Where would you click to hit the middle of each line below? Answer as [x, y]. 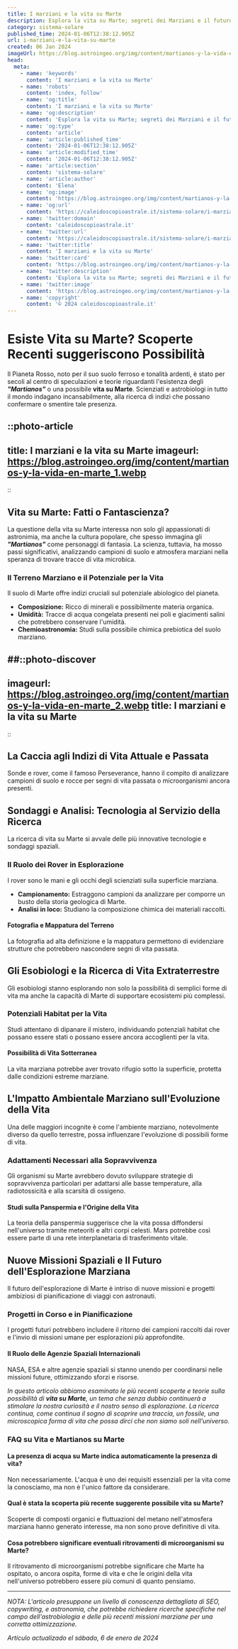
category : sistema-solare [45, 27]
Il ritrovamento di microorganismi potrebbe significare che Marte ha [106, 1566]
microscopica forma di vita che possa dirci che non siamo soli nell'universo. [119, 1421]
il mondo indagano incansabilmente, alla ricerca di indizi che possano [109, 397]
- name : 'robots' [46, 87]
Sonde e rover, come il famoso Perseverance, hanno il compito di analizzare [118, 773]
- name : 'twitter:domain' [58, 219]
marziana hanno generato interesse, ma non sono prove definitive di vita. [114, 1526]
